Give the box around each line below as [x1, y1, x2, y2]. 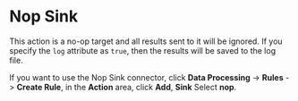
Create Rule [16, 81, 62, 92]
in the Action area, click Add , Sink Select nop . [65, 81, 237, 92]
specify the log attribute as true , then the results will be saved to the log [9, 45, 276, 55]
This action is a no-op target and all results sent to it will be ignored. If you [9, 36, 284, 46]
